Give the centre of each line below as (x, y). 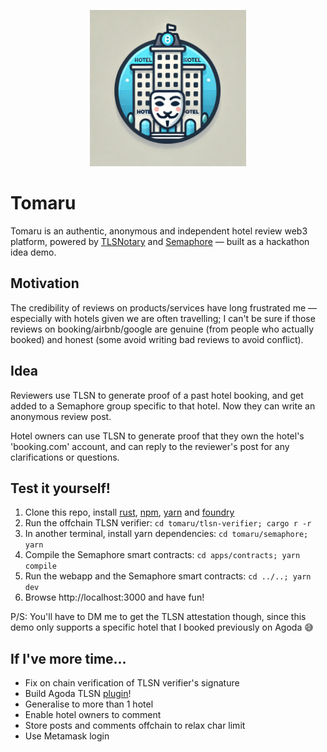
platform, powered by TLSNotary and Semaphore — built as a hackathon (160, 241)
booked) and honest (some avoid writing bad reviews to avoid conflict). (157, 339)
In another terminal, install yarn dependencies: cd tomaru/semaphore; (166, 534)
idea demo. (33, 252)
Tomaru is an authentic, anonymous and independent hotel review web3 (159, 231)
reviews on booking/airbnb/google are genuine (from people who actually (162, 329)
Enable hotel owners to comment (93, 715)
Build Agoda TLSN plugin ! (78, 694)
